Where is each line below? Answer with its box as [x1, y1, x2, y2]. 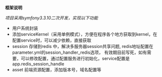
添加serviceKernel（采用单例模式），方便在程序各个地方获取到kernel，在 [12, 31, 158, 37]
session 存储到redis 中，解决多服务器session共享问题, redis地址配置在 [12, 44, 154, 49]
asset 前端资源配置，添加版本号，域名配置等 [12, 67, 101, 72]
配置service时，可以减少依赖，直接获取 [12, 37, 92, 43]
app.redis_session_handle [12, 61, 64, 67]
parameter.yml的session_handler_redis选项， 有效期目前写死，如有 [12, 49, 147, 55]
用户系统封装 [12, 25, 38, 31]
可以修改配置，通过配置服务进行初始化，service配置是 [20, 56, 130, 61]
